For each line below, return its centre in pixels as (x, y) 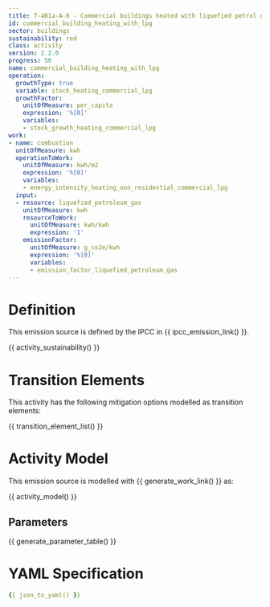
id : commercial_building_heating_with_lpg (80, 23)
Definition (42, 310)
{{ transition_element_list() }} (56, 426)
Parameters (38, 522)
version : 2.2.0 (34, 53)
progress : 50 (30, 61)
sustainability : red (43, 38)
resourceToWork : (50, 218)
